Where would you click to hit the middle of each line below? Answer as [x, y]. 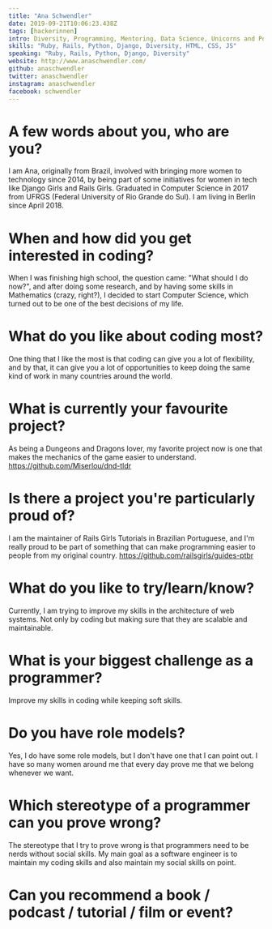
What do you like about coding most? [136, 336]
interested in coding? [81, 255]
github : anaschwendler [47, 69]
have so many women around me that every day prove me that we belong [131, 764]
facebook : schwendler [45, 91]
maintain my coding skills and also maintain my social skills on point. [122, 862]
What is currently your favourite [118, 409]
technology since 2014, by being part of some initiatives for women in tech [133, 180]
